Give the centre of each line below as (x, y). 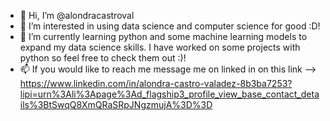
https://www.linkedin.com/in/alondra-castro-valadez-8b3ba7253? (156, 83)
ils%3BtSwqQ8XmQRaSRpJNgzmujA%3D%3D (116, 104)
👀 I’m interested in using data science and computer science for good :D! (170, 26)
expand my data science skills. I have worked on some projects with (160, 47)
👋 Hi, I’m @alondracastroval (77, 15)
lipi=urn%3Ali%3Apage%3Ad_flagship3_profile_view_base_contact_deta (169, 94)
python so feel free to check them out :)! (103, 58)
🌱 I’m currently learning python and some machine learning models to (163, 36)
